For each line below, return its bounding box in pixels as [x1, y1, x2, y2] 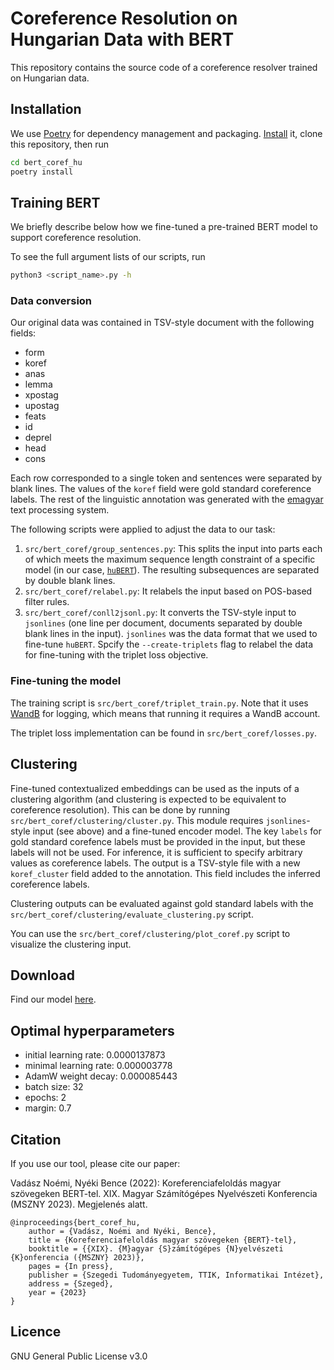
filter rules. [24, 596, 70, 608]
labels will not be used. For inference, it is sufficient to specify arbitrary [10, 846, 303, 858]
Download [10, 967, 75, 984]
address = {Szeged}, [28, 1279, 114, 1289]
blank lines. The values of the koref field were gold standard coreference [10, 483, 312, 495]
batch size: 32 [24, 1081, 84, 1093]
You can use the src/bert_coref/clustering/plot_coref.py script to [10, 927, 291, 939]
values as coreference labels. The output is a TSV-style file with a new [10, 857, 301, 869]
